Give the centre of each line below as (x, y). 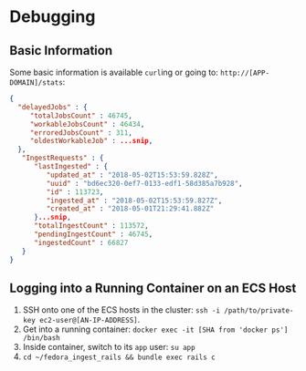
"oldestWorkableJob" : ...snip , (91, 141)
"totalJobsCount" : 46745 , (81, 116)
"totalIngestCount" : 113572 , (91, 226)
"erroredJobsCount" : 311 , (81, 133)
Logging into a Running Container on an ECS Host (153, 288)
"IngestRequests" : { (63, 158)
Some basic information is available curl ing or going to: (114, 72)
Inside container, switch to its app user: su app (109, 347)
